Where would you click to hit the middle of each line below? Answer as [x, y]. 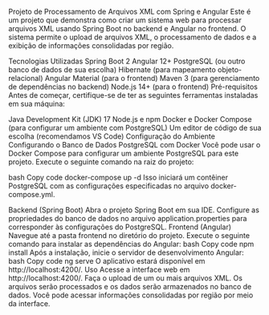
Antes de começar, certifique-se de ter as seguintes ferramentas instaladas [133, 95]
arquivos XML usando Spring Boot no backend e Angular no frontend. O [127, 28]
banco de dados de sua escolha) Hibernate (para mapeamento [112, 70]
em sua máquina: [37, 104]
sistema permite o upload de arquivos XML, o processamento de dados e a [132, 37]
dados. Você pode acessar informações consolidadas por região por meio [131, 295]
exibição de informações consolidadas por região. [91, 46]
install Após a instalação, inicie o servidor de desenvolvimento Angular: [126, 252]
